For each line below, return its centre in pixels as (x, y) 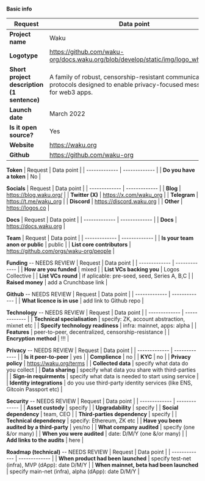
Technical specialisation (66, 319)
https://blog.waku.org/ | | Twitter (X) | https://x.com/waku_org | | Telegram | (102, 195)
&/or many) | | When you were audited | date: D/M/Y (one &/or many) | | (97, 434)
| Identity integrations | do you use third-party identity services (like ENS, (99, 383)
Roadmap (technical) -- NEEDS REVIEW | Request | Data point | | (88, 452)
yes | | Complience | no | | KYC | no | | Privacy (132, 357)
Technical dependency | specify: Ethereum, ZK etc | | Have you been (94, 420)
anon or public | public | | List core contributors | (69, 244)
